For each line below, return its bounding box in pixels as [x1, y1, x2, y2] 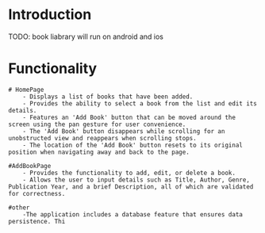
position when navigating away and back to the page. [8, 148, 190, 156]
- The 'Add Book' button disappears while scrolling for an [22, 127, 225, 136]
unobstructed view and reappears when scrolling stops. [8, 134, 197, 142]
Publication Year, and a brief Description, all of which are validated [8, 182, 254, 191]
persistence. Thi [8, 217, 66, 225]
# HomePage [8, 86, 44, 94]
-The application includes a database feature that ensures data [22, 210, 244, 219]
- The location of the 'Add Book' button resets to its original [22, 141, 244, 149]
